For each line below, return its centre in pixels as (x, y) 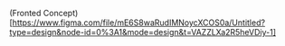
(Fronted (25, 13)
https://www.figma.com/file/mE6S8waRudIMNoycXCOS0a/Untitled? (138, 23)
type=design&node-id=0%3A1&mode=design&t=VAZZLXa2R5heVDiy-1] (143, 32)
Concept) (61, 13)
